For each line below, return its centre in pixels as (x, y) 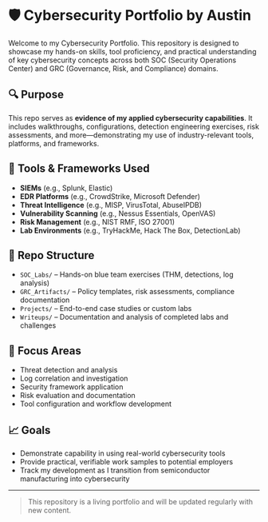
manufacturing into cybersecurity (75, 479)
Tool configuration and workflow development (96, 404)
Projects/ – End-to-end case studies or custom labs (106, 309)
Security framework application (71, 387)
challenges (38, 325)
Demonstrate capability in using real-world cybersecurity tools (122, 453)
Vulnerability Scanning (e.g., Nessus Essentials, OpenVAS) (118, 213)
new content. (49, 510)
